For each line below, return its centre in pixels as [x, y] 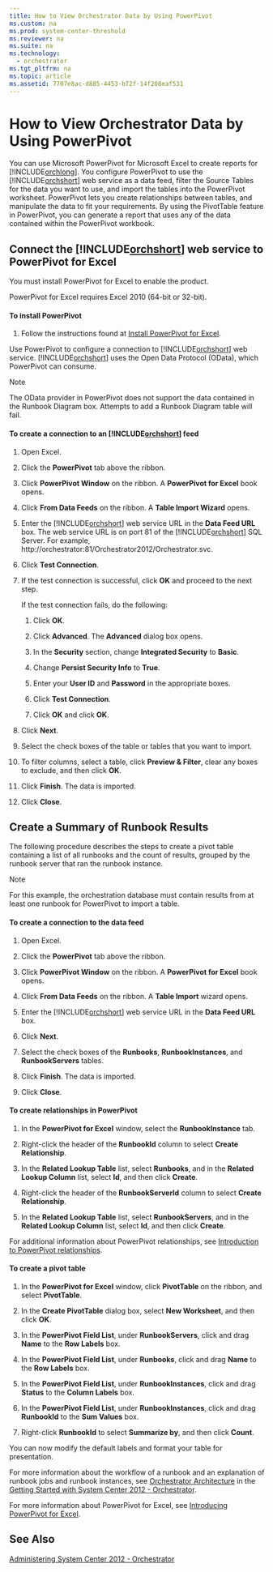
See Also [32, 1539]
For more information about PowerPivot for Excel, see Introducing [118, 1506]
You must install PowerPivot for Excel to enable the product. [109, 281]
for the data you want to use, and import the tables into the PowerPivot [127, 189]
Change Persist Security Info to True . [96, 667]
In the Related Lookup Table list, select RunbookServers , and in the [135, 1217]
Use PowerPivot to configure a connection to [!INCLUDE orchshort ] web [128, 349]
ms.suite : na [31, 46]
